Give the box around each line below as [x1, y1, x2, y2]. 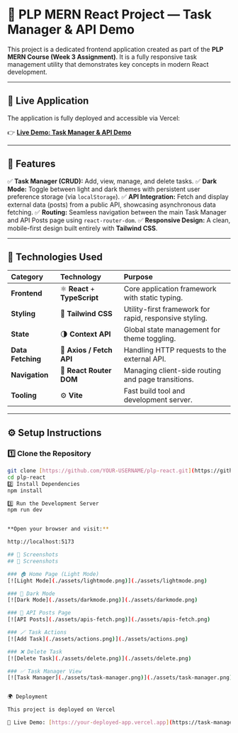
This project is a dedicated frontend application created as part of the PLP [7, 45, 224, 53]
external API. [123, 354, 166, 364]
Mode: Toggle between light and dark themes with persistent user [7, 185, 200, 193]
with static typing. [123, 293, 183, 303]
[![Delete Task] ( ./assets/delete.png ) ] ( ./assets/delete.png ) [7, 655, 192, 662]
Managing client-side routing [123, 366, 222, 376]
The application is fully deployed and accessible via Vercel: [7, 114, 181, 122]
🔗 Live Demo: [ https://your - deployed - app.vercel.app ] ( [7, 719, 173, 727]
